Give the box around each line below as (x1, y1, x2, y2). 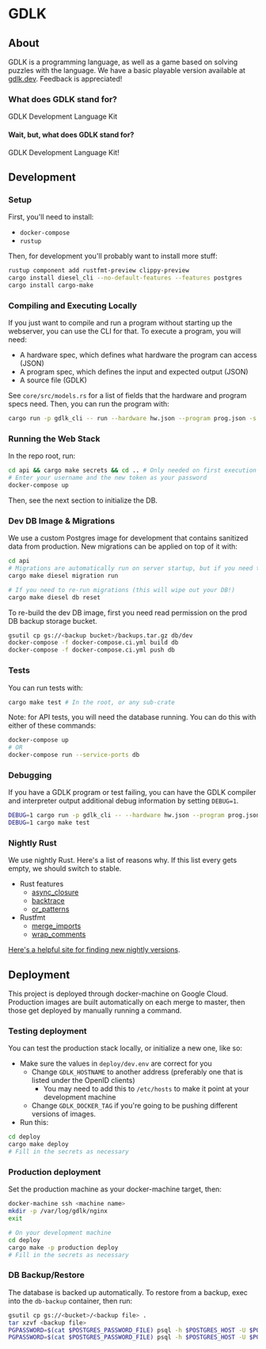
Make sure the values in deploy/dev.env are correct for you (19, 1058, 212, 1069)
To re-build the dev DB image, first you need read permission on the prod (8, 607, 248, 617)
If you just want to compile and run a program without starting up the (8, 318, 233, 328)
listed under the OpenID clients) (31, 1076, 135, 1085)
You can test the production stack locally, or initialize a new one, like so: (8, 1043, 243, 1053)
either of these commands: (8, 721, 97, 731)
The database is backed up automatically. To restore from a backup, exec (8, 1287, 248, 1297)
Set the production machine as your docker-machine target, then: (8, 1184, 222, 1194)
